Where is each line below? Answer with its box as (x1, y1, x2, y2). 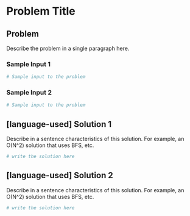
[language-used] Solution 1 (6, 119, 111, 129)
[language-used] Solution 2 (6, 170, 114, 181)
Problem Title (6, 4, 76, 18)
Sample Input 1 (6, 60, 51, 68)
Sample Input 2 (6, 88, 52, 97)
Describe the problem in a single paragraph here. (6, 45, 130, 52)
